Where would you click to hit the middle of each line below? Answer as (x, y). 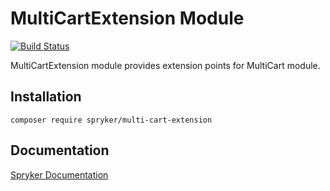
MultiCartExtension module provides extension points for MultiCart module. (165, 65)
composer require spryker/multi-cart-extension (111, 120)
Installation (46, 97)
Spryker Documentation (59, 174)
